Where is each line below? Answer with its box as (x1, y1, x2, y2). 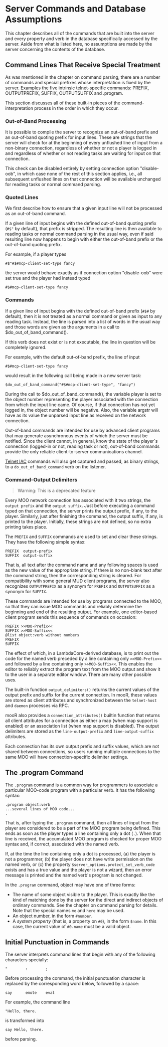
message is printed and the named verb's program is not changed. (5, 872, 143, 878)
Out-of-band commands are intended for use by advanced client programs (5, 427, 160, 433)
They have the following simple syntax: (5, 539, 86, 545)
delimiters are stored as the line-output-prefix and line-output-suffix (5, 728, 154, 734)
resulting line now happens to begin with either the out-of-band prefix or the (5, 236, 163, 242)
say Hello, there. (5, 1027, 44, 1032)
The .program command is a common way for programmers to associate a (5, 782, 158, 788)
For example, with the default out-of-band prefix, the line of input (5, 354, 140, 360)
